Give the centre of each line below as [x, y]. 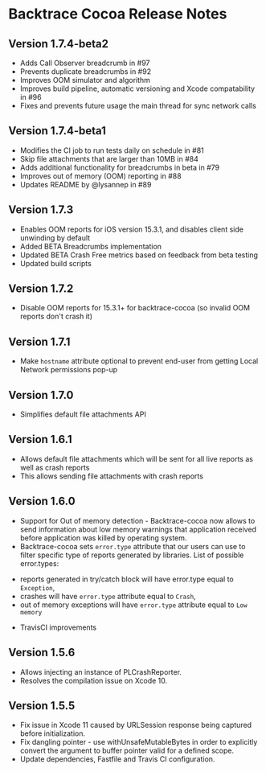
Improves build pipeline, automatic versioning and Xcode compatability [137, 88]
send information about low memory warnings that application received [138, 529]
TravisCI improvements [58, 627]
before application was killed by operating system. [103, 538]
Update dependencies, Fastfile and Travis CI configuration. [117, 759]
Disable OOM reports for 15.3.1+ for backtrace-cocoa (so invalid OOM [135, 308]
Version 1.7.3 [41, 210]
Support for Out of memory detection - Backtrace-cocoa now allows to [137, 520]
